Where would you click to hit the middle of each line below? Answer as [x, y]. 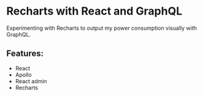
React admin [31, 81]
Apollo [23, 75]
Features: [25, 54]
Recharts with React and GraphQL [94, 11]
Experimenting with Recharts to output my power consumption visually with [102, 28]
